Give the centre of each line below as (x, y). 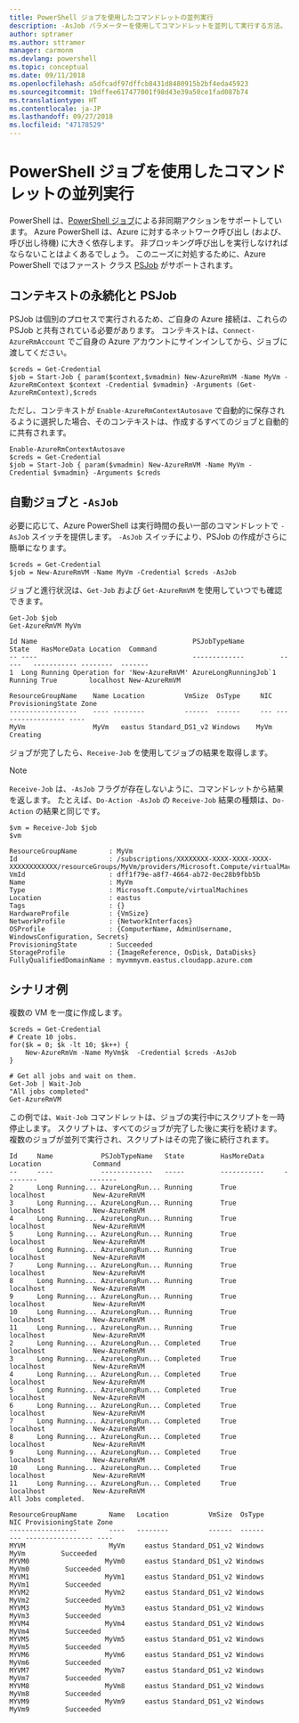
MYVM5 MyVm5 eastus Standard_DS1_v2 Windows (137, 1639)
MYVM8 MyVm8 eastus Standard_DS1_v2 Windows (137, 1686)
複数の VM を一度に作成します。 (68, 1012)
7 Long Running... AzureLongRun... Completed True (123, 1421)
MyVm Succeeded (53, 1554)
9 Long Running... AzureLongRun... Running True (123, 1296)
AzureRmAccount (37, 342)
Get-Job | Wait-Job (45, 1084)
